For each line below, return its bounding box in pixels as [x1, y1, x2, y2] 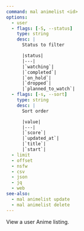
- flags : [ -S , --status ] [11, 25, 73, 32]
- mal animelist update [11, 196, 70, 202]
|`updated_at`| [21, 135, 60, 142]
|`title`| [21, 141, 46, 147]
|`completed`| [21, 69, 57, 75]
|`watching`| [21, 64, 54, 70]
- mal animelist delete [11, 202, 70, 208]
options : [6, 14, 28, 20]
